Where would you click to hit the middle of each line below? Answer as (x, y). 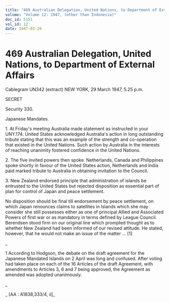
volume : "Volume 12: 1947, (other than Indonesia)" (61, 15)
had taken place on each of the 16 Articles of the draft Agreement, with (79, 264)
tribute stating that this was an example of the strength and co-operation (81, 139)
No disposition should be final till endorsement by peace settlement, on (79, 201)
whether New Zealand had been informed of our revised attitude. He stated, (84, 228)
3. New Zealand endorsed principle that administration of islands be (76, 181)
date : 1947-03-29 (24, 29)
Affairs (20, 75)
